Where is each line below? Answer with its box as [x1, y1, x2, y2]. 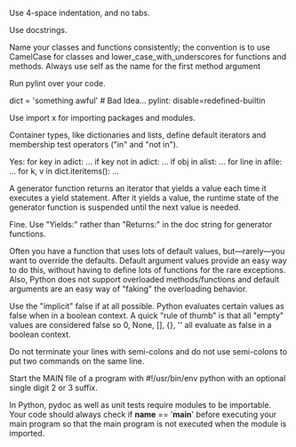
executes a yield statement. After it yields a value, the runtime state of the [9, 193, 279, 203]
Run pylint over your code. [9, 78, 107, 88]
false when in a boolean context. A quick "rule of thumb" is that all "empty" [9, 310, 284, 321]
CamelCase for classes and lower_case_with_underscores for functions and [9, 52, 287, 61]
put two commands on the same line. [9, 355, 145, 366]
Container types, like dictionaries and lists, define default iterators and [9, 130, 267, 140]
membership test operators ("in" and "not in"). [9, 140, 179, 149]
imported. [9, 428, 45, 438]
